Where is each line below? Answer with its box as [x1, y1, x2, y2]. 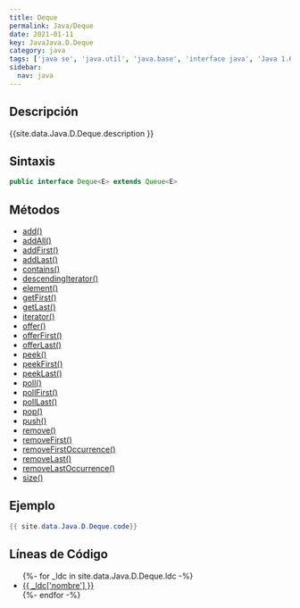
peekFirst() [21, 359, 63, 370]
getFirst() [21, 292, 57, 304]
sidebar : [9, 63, 42, 72]
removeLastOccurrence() [21, 463, 116, 474]
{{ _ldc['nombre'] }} [21, 579, 95, 590]
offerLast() [21, 340, 62, 351]
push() [21, 416, 47, 427]
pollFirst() [21, 387, 58, 398]
